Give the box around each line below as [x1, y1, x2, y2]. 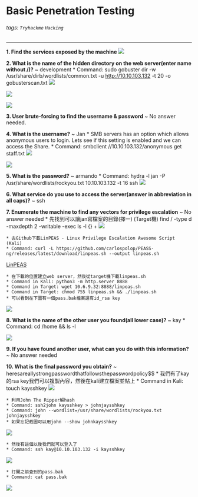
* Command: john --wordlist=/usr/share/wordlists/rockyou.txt [6, 407, 162, 413]
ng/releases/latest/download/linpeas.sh [6, 251, 107, 257]
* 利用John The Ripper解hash [6, 397, 75, 403]
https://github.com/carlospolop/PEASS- [56, 246, 154, 251]
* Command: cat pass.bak [6, 474, 67, 481]
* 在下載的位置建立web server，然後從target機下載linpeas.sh [6, 274, 146, 280]
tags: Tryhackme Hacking [6, 24, 64, 31]
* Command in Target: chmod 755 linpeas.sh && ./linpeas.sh [6, 289, 157, 295]
